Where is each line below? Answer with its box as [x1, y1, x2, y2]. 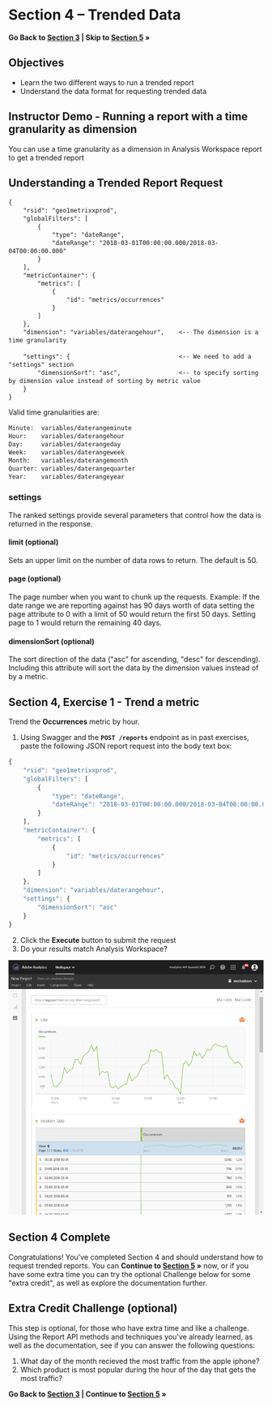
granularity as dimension [8, 123, 138, 136]
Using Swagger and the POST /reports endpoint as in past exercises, [19, 733, 249, 742]
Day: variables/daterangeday [8, 441, 121, 449]
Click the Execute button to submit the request [19, 935, 176, 944]
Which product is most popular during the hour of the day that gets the [19, 1365, 257, 1375]
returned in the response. [8, 518, 93, 528]
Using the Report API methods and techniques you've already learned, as [8, 1332, 253, 1341]
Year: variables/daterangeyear [8, 473, 125, 481]
